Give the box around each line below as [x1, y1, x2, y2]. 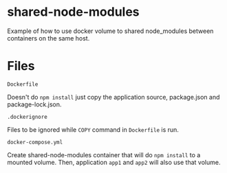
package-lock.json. [7, 100, 62, 108]
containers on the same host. [7, 34, 90, 42]
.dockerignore [7, 113, 48, 120]
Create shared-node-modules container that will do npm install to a [7, 150, 201, 159]
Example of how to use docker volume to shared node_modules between [7, 27, 214, 35]
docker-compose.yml [7, 139, 63, 146]
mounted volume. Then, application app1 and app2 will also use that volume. [7, 158, 221, 166]
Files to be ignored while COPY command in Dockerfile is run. [7, 125, 179, 134]
